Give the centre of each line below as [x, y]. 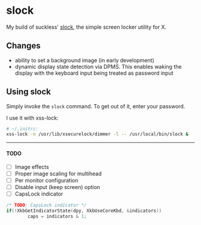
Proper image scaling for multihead [58, 174]
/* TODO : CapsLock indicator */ [46, 205]
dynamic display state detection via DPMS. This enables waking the [98, 66]
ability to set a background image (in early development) [84, 60]
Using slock [29, 92]
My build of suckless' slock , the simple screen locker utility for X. [86, 27]
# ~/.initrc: [22, 129]
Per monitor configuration [47, 180]
